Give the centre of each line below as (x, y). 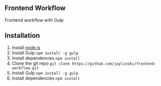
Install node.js (26, 47)
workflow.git (25, 68)
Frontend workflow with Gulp (34, 20)
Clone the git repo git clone (41, 63)
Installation (22, 36)
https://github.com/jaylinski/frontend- (114, 64)
